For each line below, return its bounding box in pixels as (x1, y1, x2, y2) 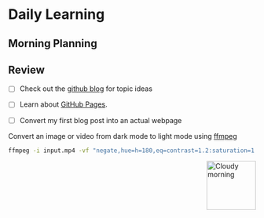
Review (8, 63, 46, 76)
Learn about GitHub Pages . (19, 100, 108, 109)
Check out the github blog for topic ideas (19, 84, 153, 93)
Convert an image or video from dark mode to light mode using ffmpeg (8, 131, 237, 140)
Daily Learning (8, 5, 105, 24)
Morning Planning (8, 37, 97, 50)
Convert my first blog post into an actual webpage (19, 115, 182, 125)
